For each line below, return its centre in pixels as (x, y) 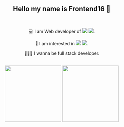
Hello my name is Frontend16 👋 (62, 9)
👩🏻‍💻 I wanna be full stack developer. (62, 53)
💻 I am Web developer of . (62, 31)
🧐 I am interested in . (62, 43)
